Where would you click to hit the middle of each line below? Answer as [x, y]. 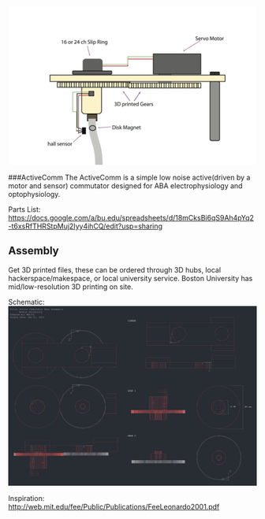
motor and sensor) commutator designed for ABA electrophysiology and [125, 185]
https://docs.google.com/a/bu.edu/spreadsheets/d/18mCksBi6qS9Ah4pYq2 [131, 217]
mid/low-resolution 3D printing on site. [71, 287]
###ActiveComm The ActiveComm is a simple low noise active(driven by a [129, 177]
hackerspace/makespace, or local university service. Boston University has [131, 278]
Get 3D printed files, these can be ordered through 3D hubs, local [115, 269]
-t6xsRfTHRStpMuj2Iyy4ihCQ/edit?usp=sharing [86, 226]
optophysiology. [34, 194]
